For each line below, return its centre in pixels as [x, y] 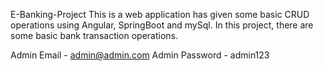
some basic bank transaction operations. [94, 35]
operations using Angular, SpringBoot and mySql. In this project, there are [162, 25]
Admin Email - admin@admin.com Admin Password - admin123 [140, 55]
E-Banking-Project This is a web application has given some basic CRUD [160, 14]
